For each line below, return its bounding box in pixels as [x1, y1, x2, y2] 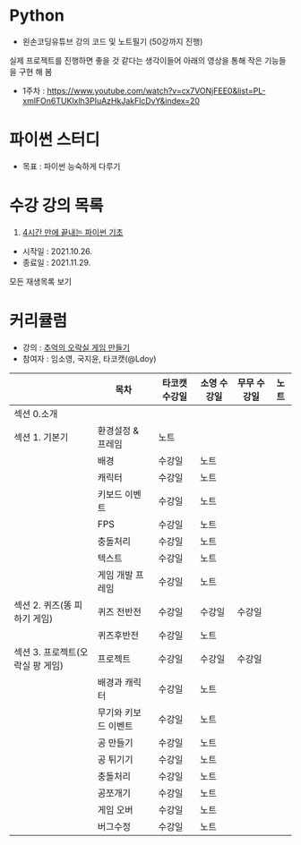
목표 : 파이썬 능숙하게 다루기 [21, 160, 121, 171]
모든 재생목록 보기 [9, 276, 72, 286]
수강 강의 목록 [9, 196, 104, 216]
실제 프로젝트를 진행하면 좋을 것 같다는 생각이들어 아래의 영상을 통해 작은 [9, 55, 262, 65]
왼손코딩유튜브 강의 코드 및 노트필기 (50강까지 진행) [21, 36, 203, 47]
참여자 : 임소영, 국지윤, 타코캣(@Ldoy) [21, 353, 157, 363]
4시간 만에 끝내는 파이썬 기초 [21, 226, 124, 237]
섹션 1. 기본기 [13, 431, 69, 443]
